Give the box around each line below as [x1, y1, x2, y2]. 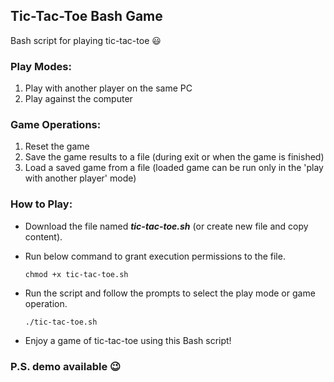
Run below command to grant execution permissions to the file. [24, 250, 286, 262]
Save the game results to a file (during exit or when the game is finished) [24, 151, 325, 163]
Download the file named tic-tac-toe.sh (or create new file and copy [24, 220, 309, 232]
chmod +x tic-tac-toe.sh [24, 269, 129, 279]
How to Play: [10, 197, 73, 211]
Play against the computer [24, 93, 133, 105]
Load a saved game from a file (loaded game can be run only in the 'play [24, 162, 324, 174]
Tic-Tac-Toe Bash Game [10, 8, 163, 25]
